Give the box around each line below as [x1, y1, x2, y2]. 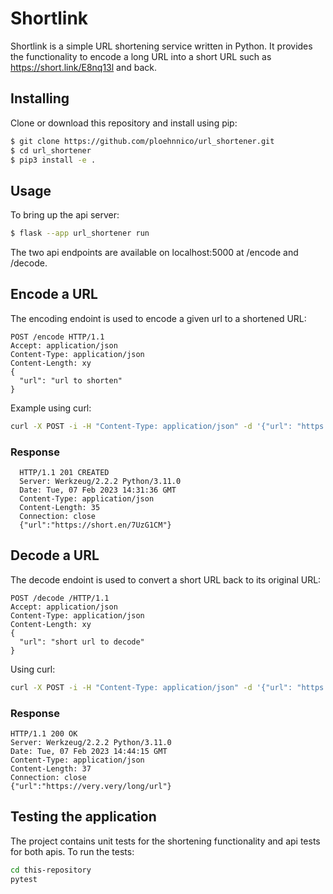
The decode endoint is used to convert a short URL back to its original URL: [10, 573, 322, 586]
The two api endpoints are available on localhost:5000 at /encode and [10, 247, 299, 259]
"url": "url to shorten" [19, 375, 123, 386]
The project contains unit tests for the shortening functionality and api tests [10, 835, 321, 847]
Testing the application [10, 808, 157, 826]
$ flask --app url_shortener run [10, 228, 150, 239]
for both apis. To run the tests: [10, 845, 135, 857]
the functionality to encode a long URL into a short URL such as [10, 50, 272, 62]
